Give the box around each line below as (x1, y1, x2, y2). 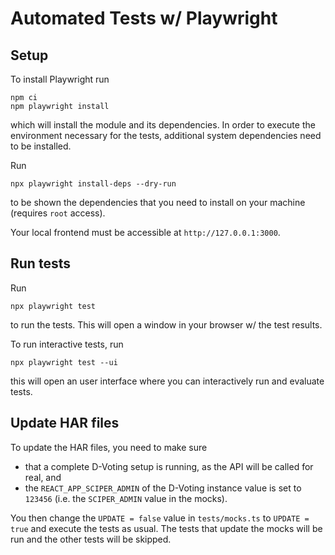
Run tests (10, 255, 71, 272)
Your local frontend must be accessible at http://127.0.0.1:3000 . (10, 227, 281, 238)
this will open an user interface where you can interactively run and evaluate (10, 375, 325, 387)
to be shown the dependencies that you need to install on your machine (10, 197, 306, 208)
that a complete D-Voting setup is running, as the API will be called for (24, 460, 314, 472)
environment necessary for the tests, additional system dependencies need (10, 130, 322, 141)
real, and (24, 471, 62, 483)
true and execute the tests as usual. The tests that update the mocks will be (10, 522, 323, 534)
